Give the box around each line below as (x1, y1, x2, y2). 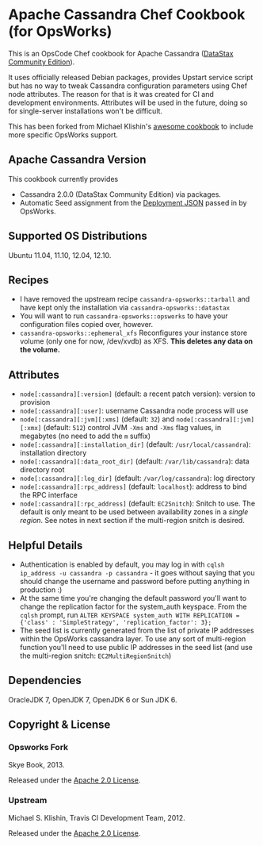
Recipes (8, 273, 49, 286)
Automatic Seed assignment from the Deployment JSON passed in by (19, 198, 247, 207)
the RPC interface (19, 490, 78, 500)
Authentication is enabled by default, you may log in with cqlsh (19, 560, 225, 569)
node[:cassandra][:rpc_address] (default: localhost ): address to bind (19, 482, 247, 491)
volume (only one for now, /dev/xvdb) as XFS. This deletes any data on (19, 336, 253, 346)
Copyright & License (8, 718, 111, 732)
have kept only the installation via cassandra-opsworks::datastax (19, 303, 231, 313)
